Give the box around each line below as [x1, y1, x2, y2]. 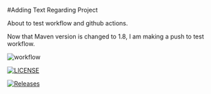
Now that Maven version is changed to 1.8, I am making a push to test [7, 32, 205, 40]
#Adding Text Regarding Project [7, 6, 98, 14]
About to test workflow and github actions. [7, 19, 128, 27]
